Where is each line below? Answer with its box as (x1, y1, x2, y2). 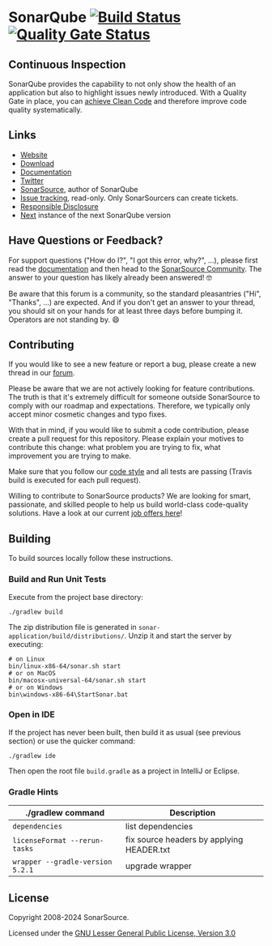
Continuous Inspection (8, 58, 126, 71)
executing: (8, 639, 44, 649)
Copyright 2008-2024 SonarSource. (8, 912, 130, 922)
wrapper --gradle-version (12, 858, 113, 867)
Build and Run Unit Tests (8, 574, 107, 585)
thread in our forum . (8, 368, 75, 378)
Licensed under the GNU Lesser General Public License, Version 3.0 (8, 928, 236, 938)
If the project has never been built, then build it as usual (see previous (8, 727, 241, 737)
